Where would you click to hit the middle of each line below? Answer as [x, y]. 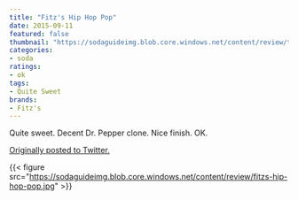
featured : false [39, 34]
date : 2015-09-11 [41, 26]
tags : [19, 83]
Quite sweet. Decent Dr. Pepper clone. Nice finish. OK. [109, 133]
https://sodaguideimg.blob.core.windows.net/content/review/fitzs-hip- [159, 177]
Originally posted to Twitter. [60, 150]
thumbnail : [29, 42]
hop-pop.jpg [32, 186]
